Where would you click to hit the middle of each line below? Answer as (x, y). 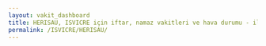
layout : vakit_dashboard (49, 15)
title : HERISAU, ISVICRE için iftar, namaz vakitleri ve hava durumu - (129, 23)
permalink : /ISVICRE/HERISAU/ (58, 30)
